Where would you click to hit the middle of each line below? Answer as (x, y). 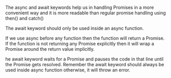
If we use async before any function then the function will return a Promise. (85, 38)
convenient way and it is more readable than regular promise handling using (85, 13)
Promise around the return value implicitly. (50, 49)
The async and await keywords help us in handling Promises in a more (80, 7)
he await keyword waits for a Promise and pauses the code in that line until (84, 59)
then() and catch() (25, 18)
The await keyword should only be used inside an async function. (74, 28)
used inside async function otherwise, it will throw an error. (68, 70)
